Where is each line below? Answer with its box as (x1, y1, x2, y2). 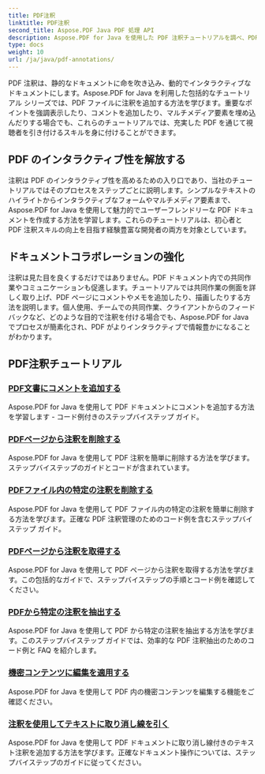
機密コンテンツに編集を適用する (8, 667, 130, 678)
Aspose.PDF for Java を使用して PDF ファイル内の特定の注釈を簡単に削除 (8, 504, 248, 513)
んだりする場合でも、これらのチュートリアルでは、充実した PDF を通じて (8, 118, 247, 127)
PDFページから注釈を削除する (8, 434, 121, 445)
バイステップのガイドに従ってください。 (14, 757, 146, 767)
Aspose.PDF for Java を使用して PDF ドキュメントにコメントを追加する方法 (8, 402, 255, 411)
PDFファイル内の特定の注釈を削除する (8, 485, 154, 496)
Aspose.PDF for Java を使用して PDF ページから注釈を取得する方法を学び (8, 565, 248, 575)
